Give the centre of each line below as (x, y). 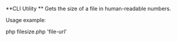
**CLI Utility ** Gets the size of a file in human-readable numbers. (88, 9)
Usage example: (26, 20)
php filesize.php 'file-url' (36, 31)
